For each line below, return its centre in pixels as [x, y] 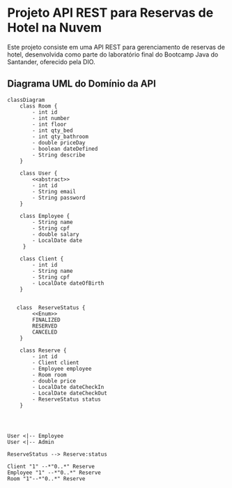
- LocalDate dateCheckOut [70, 393]
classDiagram [26, 100]
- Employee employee [62, 369]
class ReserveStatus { [51, 308]
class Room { [39, 106]
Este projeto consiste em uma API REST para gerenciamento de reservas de [116, 47]
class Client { [42, 259]
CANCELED [45, 332]
